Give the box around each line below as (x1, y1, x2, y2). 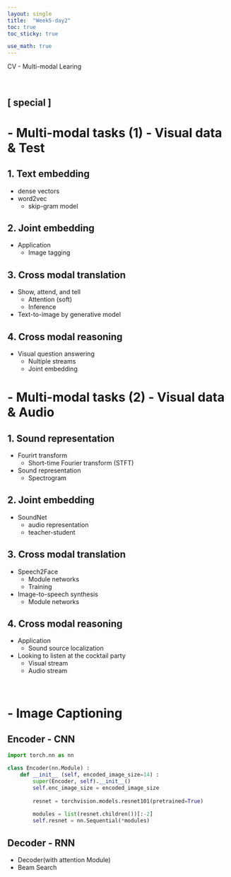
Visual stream (28, 659, 69, 668)
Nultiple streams (28, 356, 76, 365)
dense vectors (17, 187, 60, 195)
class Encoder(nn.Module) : (7, 765, 90, 772)
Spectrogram (28, 473, 67, 482)
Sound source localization (28, 644, 105, 653)
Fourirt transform (17, 451, 68, 460)
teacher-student (28, 528, 76, 536)
